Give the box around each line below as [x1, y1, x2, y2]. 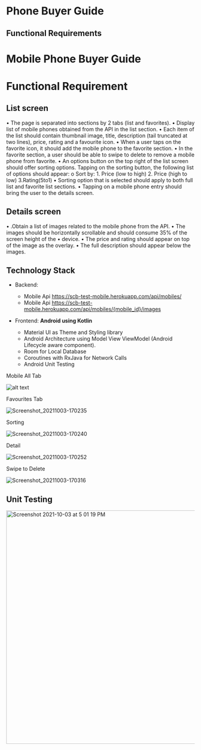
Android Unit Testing [23, 361, 75, 368]
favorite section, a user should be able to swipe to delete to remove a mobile [6, 151, 195, 158]
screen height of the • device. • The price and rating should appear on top [6, 235, 190, 242]
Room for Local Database [23, 348, 87, 355]
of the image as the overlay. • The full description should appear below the [6, 242, 191, 249]
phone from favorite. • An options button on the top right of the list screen [6, 157, 188, 164]
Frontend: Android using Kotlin [14, 317, 93, 324]
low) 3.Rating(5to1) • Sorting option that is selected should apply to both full [6, 176, 193, 183]
